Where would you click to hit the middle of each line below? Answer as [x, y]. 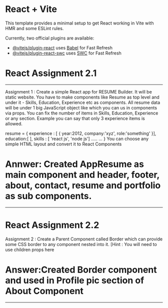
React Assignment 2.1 [51, 73]
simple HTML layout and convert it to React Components [63, 144]
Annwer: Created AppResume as [74, 164]
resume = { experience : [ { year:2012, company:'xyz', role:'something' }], [81, 133]
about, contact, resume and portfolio [83, 185]
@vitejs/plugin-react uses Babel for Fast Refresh [62, 47]
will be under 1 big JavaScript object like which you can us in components [81, 107]
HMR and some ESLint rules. [34, 28]
